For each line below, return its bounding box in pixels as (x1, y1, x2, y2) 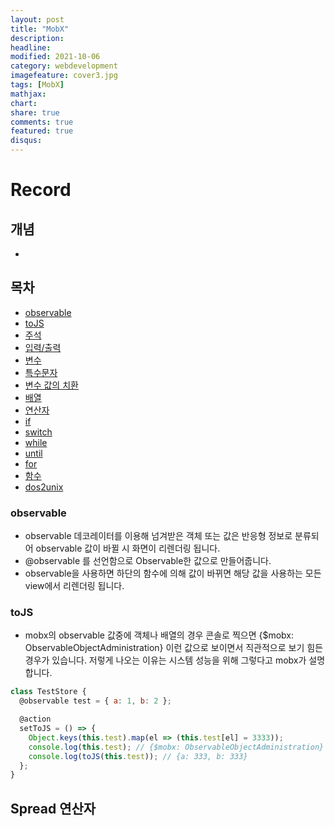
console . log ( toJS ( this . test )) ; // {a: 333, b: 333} (28, 751, 248, 761)
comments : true (10, 117, 74, 127)
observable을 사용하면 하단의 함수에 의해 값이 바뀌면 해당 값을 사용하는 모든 (24, 567, 322, 580)
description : (10, 33, 65, 43)
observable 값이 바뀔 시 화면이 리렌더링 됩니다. (35, 542, 221, 555)
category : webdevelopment (10, 61, 118, 71)
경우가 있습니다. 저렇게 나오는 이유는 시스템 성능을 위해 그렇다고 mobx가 (24, 654, 307, 666)
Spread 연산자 (10, 800, 97, 817)
